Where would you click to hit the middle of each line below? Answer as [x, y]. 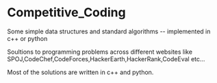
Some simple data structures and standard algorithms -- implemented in [109, 31]
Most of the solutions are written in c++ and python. [80, 72]
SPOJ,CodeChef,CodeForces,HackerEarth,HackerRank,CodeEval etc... [106, 59]
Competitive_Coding [66, 13]
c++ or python [27, 38]
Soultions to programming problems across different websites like [100, 52]
